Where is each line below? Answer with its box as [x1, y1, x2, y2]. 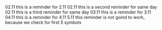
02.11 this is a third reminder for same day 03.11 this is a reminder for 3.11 [5, 9, 151, 15]
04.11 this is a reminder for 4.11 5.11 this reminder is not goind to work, [5, 15, 145, 20]
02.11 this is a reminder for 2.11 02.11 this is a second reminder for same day [5, 4, 158, 10]
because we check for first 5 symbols [5, 19, 82, 25]
